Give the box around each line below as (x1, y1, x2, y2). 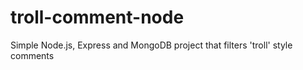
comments (10, 49, 55, 61)
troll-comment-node (10, 6, 185, 29)
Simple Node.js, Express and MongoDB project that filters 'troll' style (10, 39, 293, 51)
